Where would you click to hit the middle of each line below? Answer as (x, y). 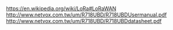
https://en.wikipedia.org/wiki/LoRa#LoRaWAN (61, 9)
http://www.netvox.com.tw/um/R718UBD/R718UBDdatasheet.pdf (84, 21)
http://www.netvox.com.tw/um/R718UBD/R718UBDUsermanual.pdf (86, 15)
